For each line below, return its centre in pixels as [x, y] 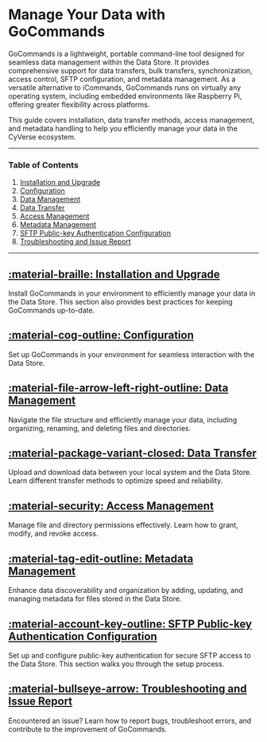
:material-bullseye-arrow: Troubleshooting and [128, 689]
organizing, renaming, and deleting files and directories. [100, 428]
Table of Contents [44, 165]
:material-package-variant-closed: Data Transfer [132, 453]
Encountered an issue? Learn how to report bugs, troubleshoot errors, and [130, 720]
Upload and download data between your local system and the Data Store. [130, 473]
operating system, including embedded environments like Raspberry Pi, [125, 96]
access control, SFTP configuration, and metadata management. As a [122, 79]
